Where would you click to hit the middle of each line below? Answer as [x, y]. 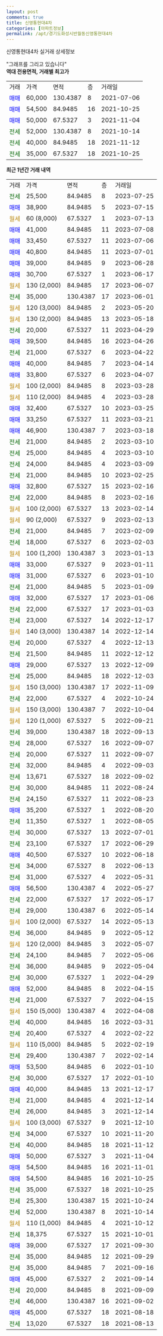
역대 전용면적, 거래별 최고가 [38, 71]
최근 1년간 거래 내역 [29, 170]
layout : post [22, 12]
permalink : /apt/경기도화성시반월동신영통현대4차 [59, 34]
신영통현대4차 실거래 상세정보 [41, 52]
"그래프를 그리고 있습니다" [37, 64]
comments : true [25, 17]
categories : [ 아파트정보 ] [35, 28]
